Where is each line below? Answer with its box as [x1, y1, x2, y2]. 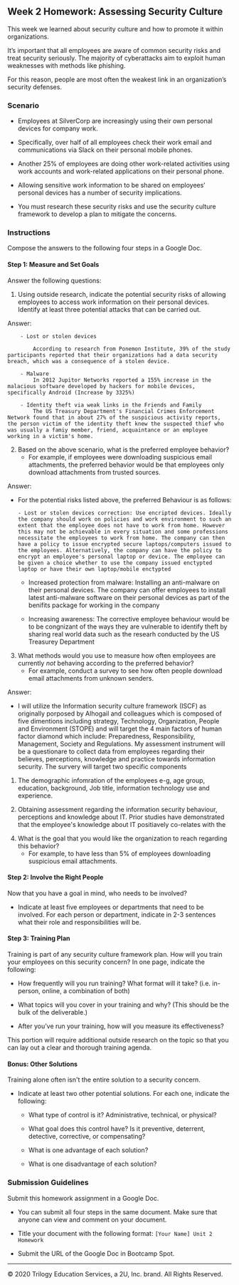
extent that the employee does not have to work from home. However [17, 522, 225, 529]
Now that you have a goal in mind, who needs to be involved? [7, 888, 187, 898]
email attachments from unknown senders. [28, 674, 154, 682]
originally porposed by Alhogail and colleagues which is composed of [17, 709, 222, 718]
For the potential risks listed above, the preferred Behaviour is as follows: [17, 495, 232, 504]
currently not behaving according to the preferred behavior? [17, 659, 194, 667]
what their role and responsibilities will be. [17, 918, 142, 926]
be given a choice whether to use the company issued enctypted [17, 559, 213, 567]
